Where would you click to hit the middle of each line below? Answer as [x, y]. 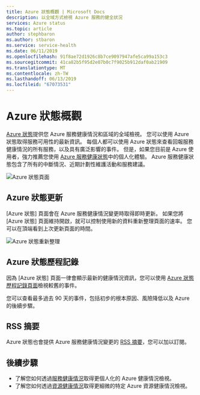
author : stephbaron [31, 34]
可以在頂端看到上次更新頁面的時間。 [51, 228]
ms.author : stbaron [31, 40]
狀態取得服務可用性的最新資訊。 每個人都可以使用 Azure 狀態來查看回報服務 [100, 142]
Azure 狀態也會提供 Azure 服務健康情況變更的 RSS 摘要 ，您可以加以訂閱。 [98, 342]
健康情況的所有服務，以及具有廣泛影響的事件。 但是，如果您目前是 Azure [97, 149]
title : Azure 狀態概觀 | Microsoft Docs [56, 12]
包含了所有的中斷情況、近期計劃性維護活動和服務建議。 [80, 164]
